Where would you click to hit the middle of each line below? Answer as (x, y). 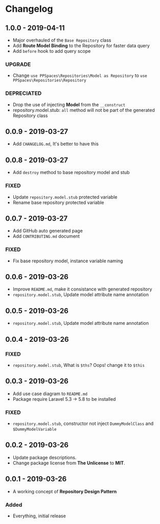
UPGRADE (18, 64)
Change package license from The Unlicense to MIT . (69, 463)
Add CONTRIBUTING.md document (46, 236)
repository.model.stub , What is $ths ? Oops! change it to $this (78, 365)
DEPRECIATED (24, 93)
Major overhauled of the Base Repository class (62, 40)
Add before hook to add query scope (52, 51)
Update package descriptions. (44, 457)
